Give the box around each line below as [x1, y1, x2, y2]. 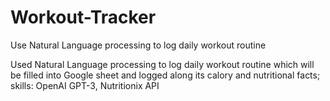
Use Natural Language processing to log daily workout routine [10, 39, 267, 51]
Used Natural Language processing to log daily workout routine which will [10, 58, 315, 70]
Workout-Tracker [10, 6, 157, 29]
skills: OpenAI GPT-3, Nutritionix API [10, 79, 160, 91]
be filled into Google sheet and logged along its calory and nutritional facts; [10, 69, 321, 81]
